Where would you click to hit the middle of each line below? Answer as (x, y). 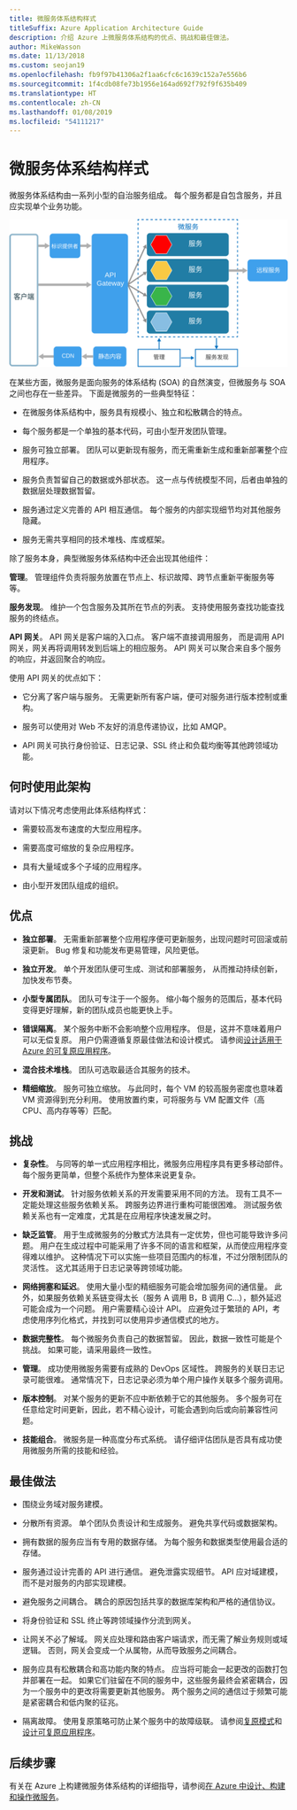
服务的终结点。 (36, 618)
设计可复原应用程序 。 (61, 1732)
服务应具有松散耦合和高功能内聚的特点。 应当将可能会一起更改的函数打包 (155, 1669)
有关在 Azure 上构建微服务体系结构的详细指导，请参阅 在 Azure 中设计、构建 (147, 1786)
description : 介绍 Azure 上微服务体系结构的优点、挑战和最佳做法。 (121, 37)
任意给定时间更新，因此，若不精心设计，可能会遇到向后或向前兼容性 (146, 1410)
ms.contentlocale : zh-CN (55, 103)
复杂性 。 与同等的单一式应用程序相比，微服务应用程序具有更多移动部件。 (155, 1164)
